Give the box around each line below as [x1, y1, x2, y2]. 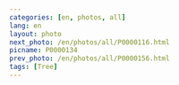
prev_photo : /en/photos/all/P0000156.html [9, 54, 170, 63]
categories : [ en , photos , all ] [9, 12, 126, 22]
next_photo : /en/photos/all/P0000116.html [9, 37, 170, 47]
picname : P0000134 [9, 46, 78, 55]
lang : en [9, 21, 42, 30]
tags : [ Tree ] [9, 63, 58, 72]
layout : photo [9, 29, 63, 38]
